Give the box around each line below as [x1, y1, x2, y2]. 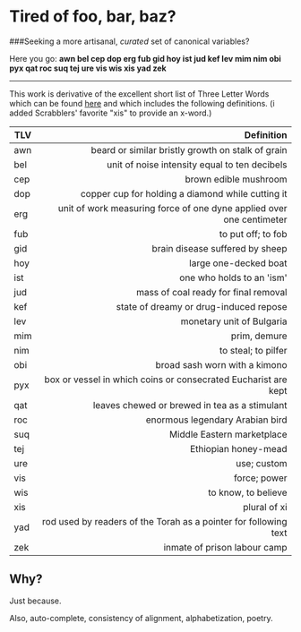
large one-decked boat [189, 257, 288, 269]
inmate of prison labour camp [163, 541, 288, 553]
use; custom [236, 457, 288, 469]
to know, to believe [207, 486, 288, 499]
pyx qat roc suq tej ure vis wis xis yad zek [9, 63, 168, 73]
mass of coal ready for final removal [135, 286, 288, 298]
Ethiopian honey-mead [189, 442, 288, 455]
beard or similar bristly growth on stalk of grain [90, 143, 288, 156]
